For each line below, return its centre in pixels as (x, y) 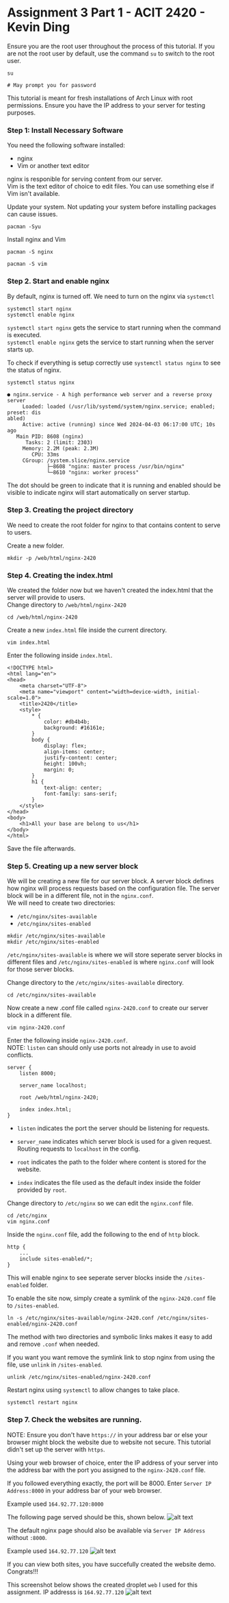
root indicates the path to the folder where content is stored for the (111, 1162)
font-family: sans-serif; (80, 794)
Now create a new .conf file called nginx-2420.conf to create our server (108, 1008)
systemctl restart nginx (42, 1403)
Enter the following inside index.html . (60, 655)
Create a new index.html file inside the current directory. (87, 630)
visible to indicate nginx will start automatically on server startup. (98, 492)
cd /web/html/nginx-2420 (42, 617)
